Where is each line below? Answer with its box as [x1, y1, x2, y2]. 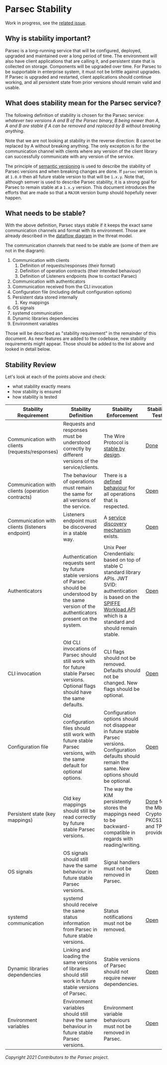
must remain [63, 485, 92, 492]
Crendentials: [103, 550, 135, 557]
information [63, 920, 90, 927]
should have [63, 689, 92, 696]
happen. [5, 195, 22, 201]
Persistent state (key [7, 811, 56, 818]
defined [103, 478, 122, 485]
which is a [103, 612, 128, 619]
